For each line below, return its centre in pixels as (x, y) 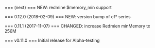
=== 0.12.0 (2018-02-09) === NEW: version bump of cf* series (68, 17)
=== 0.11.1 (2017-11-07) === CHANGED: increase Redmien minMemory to (77, 26)
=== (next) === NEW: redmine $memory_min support (58, 7)
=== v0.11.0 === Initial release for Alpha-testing (52, 40)
